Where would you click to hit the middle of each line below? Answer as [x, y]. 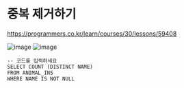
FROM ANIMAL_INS [30, 73]
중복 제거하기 [42, 14]
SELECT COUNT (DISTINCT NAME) [50, 67]
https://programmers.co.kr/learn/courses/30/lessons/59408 [92, 33]
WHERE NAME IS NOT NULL [41, 79]
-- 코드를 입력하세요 [32, 60]
